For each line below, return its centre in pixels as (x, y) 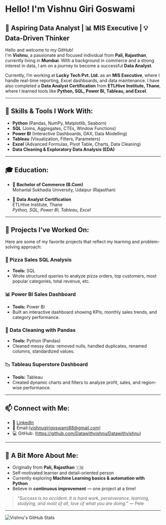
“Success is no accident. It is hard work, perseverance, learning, (83, 498)
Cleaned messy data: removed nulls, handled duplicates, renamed (80, 346)
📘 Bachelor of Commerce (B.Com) (48, 184)
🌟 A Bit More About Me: (42, 455)
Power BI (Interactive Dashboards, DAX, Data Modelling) (70, 133)
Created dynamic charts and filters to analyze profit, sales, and (76, 382)
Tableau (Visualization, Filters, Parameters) (56, 139)
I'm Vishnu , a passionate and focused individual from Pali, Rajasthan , (76, 55)
